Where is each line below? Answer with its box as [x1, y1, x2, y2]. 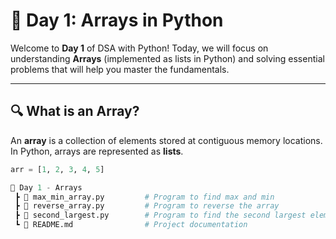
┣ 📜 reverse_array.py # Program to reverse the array [14, 201, 280, 211]
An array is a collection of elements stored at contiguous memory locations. [10, 134, 323, 146]
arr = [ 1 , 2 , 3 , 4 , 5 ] [10, 164, 105, 174]
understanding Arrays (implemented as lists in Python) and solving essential [10, 52, 325, 64]
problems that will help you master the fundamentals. [10, 63, 230, 75]
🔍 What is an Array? [10, 103, 140, 120]
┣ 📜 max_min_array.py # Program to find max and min [14, 192, 275, 202]
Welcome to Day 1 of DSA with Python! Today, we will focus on [10, 42, 269, 54]
